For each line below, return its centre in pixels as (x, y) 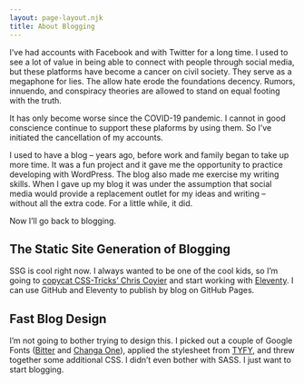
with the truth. (35, 100)
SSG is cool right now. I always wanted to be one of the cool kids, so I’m (144, 271)
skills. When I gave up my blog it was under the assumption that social (141, 183)
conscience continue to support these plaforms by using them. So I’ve (141, 127)
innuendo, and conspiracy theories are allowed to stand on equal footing (145, 91)
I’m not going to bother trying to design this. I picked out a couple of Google (151, 340)
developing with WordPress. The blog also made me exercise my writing (144, 174)
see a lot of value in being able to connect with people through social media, (152, 62)
